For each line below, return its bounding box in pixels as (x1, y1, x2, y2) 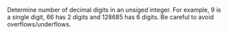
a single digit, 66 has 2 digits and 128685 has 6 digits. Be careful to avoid (7, 13, 214, 21)
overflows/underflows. (7, 20, 71, 28)
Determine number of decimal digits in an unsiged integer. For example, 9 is (7, 6, 222, 14)
